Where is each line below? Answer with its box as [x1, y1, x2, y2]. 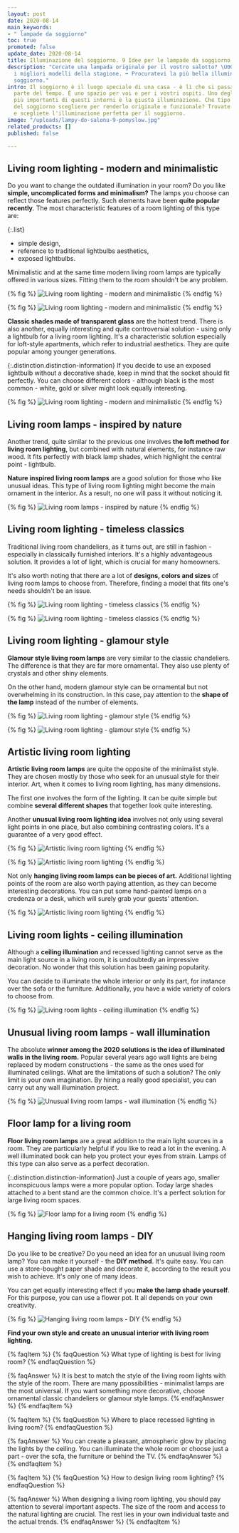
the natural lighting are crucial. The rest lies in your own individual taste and [7, 1509, 229, 1518]
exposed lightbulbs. [17, 254, 76, 263]
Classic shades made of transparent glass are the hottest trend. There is [7, 317, 223, 326]
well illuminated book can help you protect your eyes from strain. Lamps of [7, 1152, 226, 1160]
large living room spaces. [7, 1195, 82, 1204]
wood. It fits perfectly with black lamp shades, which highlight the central [7, 453, 222, 460]
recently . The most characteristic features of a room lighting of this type [7, 204, 221, 212]
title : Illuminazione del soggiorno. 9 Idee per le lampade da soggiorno [7, 57, 231, 64]
